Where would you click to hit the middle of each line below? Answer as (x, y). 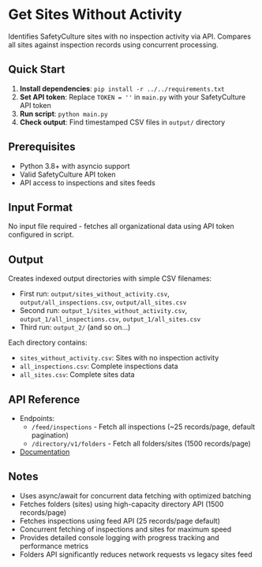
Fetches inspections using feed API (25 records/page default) (120, 520)
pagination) (50, 435)
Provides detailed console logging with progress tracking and (119, 537)
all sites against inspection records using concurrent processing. (113, 44)
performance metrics (54, 546)
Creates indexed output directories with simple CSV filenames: (110, 278)
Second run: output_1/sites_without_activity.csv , (103, 311)
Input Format (41, 207)
